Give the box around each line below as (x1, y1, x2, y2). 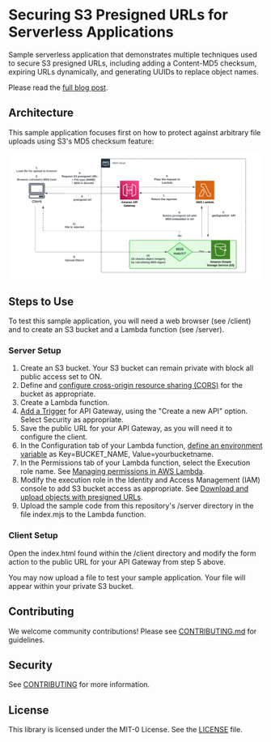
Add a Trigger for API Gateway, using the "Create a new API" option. (19, 407, 248, 416)
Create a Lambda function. (19, 398, 109, 407)
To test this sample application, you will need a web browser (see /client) (8, 316, 252, 326)
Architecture (8, 106, 74, 120)
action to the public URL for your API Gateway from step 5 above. (8, 556, 227, 566)
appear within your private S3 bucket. (8, 581, 134, 591)
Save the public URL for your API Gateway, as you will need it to (19, 424, 233, 433)
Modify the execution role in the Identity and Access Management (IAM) (19, 475, 260, 485)
